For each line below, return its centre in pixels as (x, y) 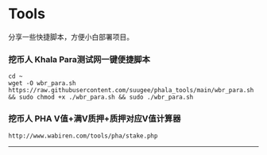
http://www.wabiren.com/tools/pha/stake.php (83, 136)
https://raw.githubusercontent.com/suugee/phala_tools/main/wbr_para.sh (131, 91)
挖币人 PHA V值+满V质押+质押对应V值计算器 (95, 118)
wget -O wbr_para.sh (43, 83)
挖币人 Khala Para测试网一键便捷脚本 (79, 59)
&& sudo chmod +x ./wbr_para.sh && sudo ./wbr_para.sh (101, 97)
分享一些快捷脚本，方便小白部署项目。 (71, 37)
